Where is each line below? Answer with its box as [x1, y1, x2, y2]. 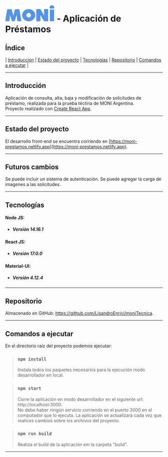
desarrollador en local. [17, 372, 64, 378]
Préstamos [5, 24, 51, 35]
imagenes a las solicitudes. [5, 181, 61, 188]
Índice [5, 43, 25, 52]
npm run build [17, 431, 52, 437]
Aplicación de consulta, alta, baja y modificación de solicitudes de [5, 95, 141, 101]
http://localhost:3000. [17, 401, 62, 407]
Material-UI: [5, 263, 31, 269]
